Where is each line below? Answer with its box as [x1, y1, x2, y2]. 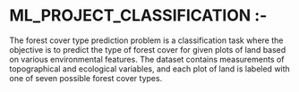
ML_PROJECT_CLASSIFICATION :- [9, 5, 268, 26]
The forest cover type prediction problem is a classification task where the [9, 35, 284, 46]
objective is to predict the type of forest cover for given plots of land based [9, 44, 286, 54]
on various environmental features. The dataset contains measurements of [9, 54, 285, 64]
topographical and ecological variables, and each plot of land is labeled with [9, 63, 291, 74]
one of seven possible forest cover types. [9, 72, 163, 83]
